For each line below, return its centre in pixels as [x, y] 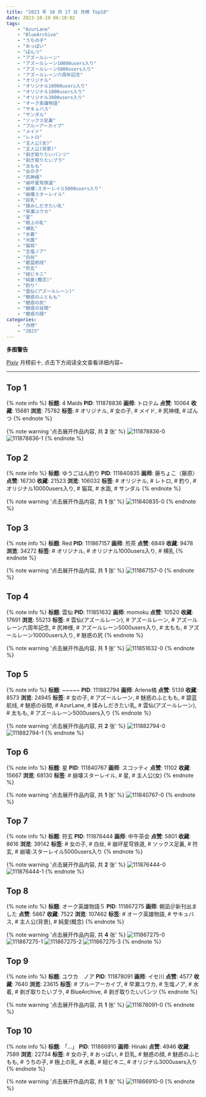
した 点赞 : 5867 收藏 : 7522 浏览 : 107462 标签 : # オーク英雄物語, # [89, 914]
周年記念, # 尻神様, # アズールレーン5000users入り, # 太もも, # [107, 627]
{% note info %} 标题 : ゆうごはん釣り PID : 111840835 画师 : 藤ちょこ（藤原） [102, 473]
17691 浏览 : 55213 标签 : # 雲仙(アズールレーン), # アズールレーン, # [91, 620]
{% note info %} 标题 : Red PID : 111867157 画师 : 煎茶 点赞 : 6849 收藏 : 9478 [100, 544]
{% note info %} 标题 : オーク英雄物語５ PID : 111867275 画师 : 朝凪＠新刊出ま [102, 906]
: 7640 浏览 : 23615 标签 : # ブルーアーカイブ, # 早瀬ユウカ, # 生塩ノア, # [102, 984]
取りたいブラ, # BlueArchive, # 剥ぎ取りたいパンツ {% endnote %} [114, 992]
